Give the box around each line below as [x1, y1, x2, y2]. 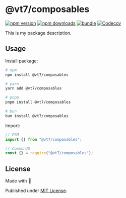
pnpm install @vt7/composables [5, 100, 71, 105]
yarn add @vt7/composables [5, 86, 62, 91]
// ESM [5, 132, 19, 137]
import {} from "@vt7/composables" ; [5, 137, 82, 142]
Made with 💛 [5, 178, 32, 184]
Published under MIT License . [5, 187, 68, 194]
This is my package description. [5, 30, 72, 36]
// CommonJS [5, 146, 30, 151]
